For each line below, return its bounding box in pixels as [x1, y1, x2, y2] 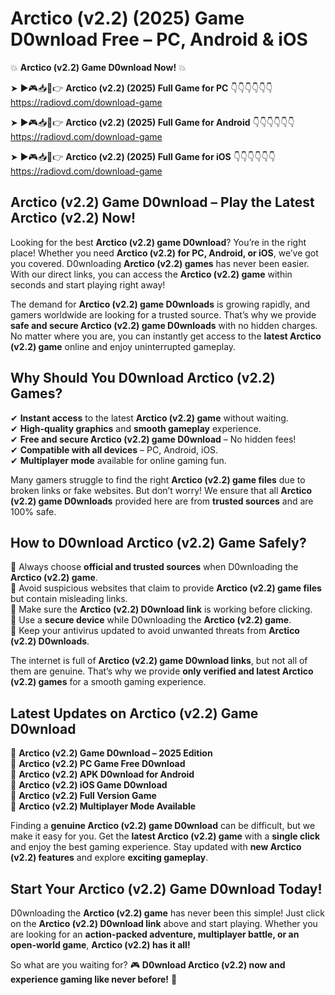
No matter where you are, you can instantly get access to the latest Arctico [10, 330, 322, 342]
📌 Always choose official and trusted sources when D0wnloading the [10, 561, 299, 573]
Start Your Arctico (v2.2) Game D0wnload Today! [10, 880, 323, 897]
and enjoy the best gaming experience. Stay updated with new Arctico [10, 841, 302, 853]
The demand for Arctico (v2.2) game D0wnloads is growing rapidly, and [10, 298, 311, 310]
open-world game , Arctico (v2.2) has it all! [10, 939, 191, 951]
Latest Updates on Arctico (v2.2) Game [10, 705, 259, 722]
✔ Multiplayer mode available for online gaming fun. [10, 454, 227, 466]
